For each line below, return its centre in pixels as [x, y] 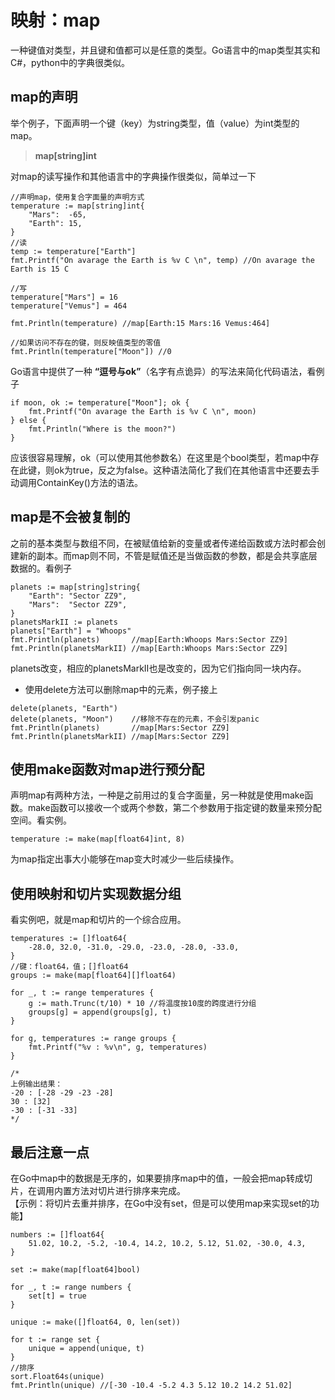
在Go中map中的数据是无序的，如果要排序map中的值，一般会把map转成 [157, 1178]
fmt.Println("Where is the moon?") [102, 429]
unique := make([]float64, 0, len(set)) [96, 1322]
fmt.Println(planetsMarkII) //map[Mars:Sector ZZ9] [120, 736]
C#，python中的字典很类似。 [70, 62]
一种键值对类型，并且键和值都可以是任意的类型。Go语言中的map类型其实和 [165, 50]
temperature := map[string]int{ [77, 206]
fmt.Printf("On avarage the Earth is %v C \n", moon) [142, 411]
